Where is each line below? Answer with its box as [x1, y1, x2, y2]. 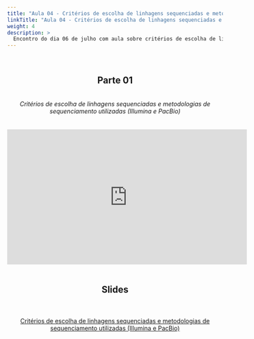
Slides [101, 284, 129, 296]
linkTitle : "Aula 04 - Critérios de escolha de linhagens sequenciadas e [7, 16, 223, 23]
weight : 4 [7, 23, 36, 30]
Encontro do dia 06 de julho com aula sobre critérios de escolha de [13, 36, 216, 43]
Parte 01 [97, 74, 134, 86]
